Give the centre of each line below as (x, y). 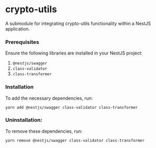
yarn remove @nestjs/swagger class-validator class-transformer (75, 140)
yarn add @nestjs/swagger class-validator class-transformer (72, 107)
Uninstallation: (24, 120)
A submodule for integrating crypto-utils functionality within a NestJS (78, 23)
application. (18, 28)
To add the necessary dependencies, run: (49, 98)
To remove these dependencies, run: (44, 131)
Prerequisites (22, 42)
